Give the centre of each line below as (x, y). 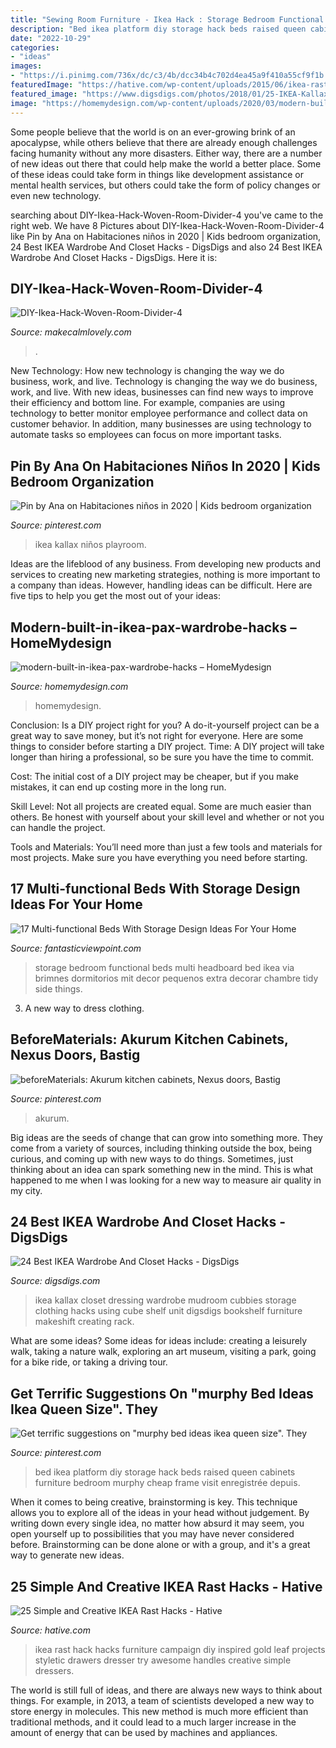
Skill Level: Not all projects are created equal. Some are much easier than (161, 806)
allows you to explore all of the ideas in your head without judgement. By (160, 1513)
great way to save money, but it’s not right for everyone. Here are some (157, 735)
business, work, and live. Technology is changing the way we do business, (164, 382)
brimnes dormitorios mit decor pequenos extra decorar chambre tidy (176, 978)
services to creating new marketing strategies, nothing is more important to (165, 575)
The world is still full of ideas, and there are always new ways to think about (166, 1690)
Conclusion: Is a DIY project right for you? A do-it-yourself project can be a (165, 725)
